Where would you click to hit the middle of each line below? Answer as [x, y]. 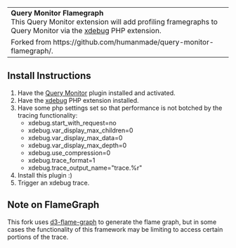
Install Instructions [49, 76]
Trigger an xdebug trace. [53, 182]
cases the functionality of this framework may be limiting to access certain [115, 229]
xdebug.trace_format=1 [61, 160]
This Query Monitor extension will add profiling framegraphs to [114, 22]
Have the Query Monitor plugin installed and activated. [96, 93]
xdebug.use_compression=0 [69, 153]
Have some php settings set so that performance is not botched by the [120, 108]
